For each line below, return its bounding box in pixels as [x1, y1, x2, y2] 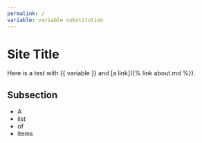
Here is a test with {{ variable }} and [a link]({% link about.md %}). [7, 69, 196, 77]
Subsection [7, 89, 58, 101]
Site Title [7, 46, 60, 62]
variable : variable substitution [7, 17, 104, 23]
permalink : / [7, 10, 45, 17]
